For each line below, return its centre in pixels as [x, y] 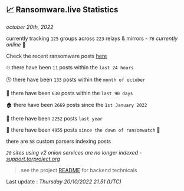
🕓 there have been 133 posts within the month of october [76, 79]
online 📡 [16, 44]
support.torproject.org [33, 159]
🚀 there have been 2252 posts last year [55, 118]
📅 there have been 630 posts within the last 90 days [70, 93]
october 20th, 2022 [30, 27]
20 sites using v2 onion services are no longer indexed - [74, 152]
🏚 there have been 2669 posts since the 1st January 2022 [77, 105]
